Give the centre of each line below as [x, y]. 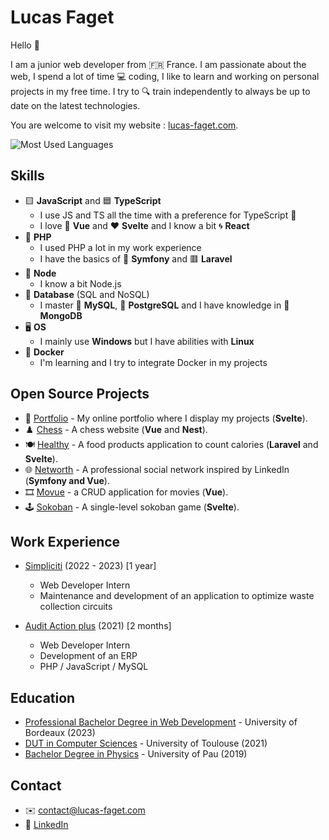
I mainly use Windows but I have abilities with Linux [147, 341]
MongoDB [61, 315]
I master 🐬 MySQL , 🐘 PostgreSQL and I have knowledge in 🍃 [164, 305]
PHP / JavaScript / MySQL [94, 667]
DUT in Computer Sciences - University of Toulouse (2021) [146, 743]
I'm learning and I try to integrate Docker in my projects [153, 362]
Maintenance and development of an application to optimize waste [177, 596]
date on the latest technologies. [75, 105]
